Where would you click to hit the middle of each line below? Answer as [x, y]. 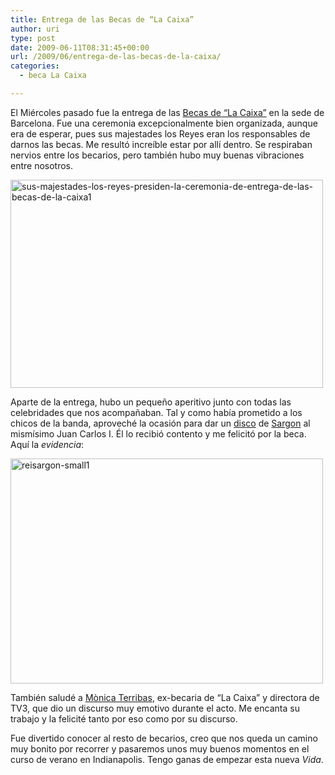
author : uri [35, 29]
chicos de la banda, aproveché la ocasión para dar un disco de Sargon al [160, 423]
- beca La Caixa [53, 76]
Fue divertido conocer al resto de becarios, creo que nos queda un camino [164, 738]
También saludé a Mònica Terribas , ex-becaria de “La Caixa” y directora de [165, 697]
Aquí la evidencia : [47, 444]
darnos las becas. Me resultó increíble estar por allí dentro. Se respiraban [161, 144]
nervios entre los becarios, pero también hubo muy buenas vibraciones [157, 155]
